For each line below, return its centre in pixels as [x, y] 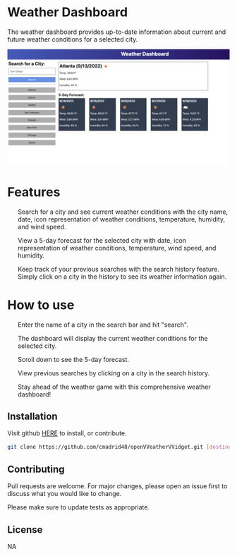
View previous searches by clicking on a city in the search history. [114, 373]
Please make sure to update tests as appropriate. [79, 507]
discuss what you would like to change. [65, 494]
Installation [32, 416]
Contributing [36, 469]
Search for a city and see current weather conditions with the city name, [122, 212]
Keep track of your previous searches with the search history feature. [119, 269]
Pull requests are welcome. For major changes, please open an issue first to [117, 486]
